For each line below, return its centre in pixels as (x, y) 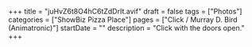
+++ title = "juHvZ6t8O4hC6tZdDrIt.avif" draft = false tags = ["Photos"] (125, 11)
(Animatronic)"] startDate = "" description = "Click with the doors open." (126, 28)
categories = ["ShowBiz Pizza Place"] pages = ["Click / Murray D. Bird (123, 20)
